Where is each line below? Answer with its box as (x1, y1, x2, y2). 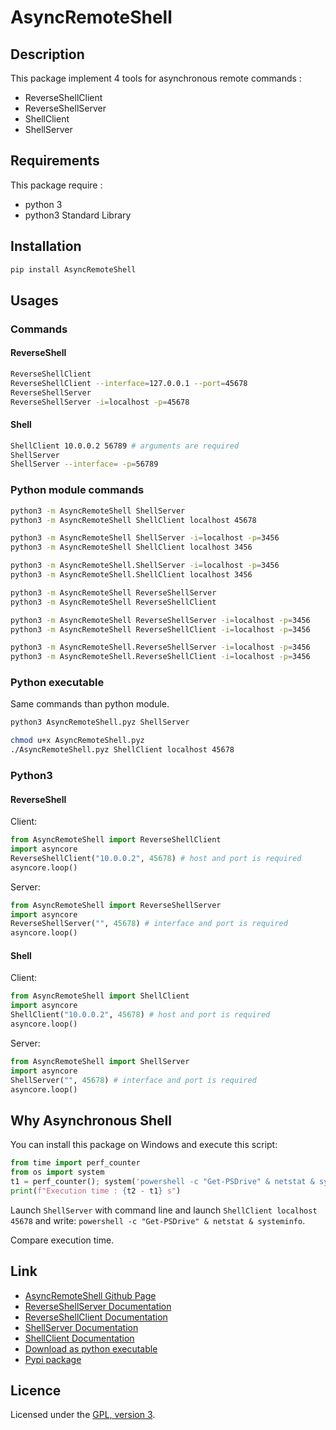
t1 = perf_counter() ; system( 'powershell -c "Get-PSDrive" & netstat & (10, 1176, 315, 1186)
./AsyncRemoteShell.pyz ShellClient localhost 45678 (10, 745, 235, 755)
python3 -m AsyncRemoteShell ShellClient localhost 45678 (10, 515, 257, 525)
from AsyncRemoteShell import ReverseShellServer (10, 900, 222, 910)
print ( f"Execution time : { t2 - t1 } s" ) (10, 1186, 182, 1196)
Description (10, 46, 85, 63)
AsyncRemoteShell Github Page (24, 1289, 157, 1301)
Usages (10, 292, 59, 309)
